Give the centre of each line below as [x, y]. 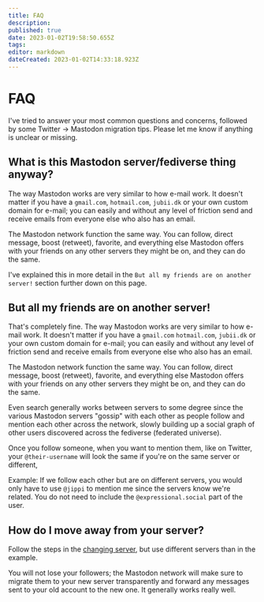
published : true [35, 30]
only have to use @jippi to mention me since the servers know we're [119, 489]
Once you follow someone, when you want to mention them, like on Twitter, [130, 448]
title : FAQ [26, 15]
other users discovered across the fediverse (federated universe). [115, 433]
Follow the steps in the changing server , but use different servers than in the [132, 549]
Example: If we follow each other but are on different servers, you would [125, 480]
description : [30, 23]
